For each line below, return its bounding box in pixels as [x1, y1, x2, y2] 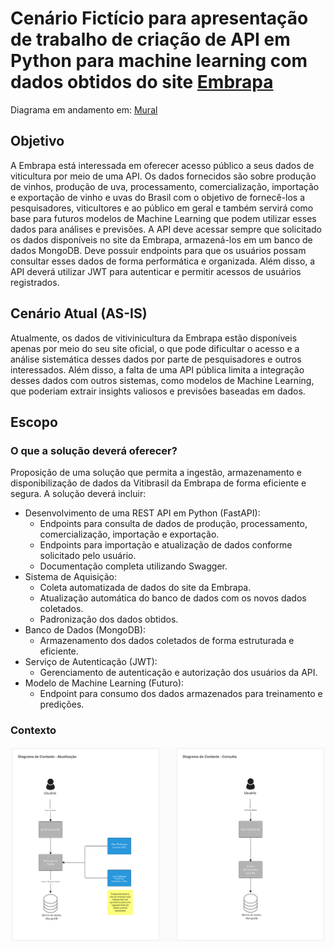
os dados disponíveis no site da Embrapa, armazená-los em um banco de [10, 233, 313, 246]
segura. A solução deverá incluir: [10, 488, 147, 500]
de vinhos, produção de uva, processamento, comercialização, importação [10, 180, 320, 192]
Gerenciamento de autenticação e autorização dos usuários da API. [39, 667, 318, 679]
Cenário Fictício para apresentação [10, 7, 309, 30]
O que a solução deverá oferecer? [10, 443, 178, 457]
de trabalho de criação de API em [10, 28, 291, 51]
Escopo [10, 413, 58, 431]
